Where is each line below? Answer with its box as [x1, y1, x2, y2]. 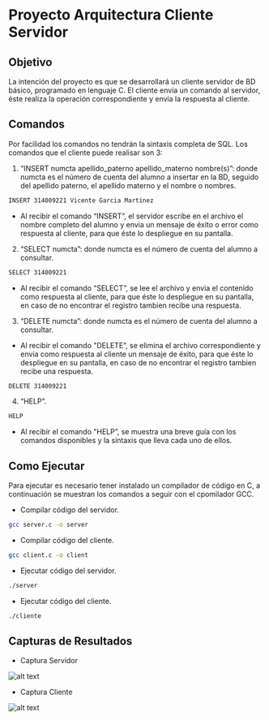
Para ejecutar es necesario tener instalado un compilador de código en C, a [8, 481, 261, 490]
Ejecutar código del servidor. [19, 566, 117, 576]
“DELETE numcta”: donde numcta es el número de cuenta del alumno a [19, 316, 258, 326]
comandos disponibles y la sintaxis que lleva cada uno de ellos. [19, 436, 233, 446]
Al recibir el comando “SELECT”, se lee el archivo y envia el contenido [19, 282, 254, 293]
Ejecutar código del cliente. [19, 596, 112, 606]
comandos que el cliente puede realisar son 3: [8, 148, 164, 157]
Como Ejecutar [8, 459, 85, 472]
